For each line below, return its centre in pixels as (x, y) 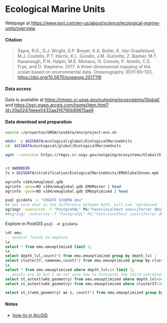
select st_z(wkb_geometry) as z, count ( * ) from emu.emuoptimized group (81, 293)
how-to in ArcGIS (30, 315)
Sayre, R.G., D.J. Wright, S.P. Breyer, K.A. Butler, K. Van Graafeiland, (86, 51)
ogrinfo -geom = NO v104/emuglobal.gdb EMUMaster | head (63, 186)
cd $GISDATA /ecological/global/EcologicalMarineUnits (63, 146)
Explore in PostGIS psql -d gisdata (42, 223)
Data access (18, 89)
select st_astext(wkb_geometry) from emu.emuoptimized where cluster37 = (82, 284)
